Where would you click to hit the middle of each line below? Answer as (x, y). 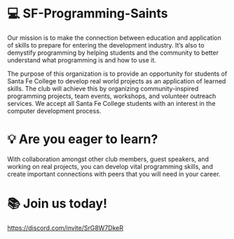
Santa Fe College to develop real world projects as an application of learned (117, 81)
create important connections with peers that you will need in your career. (114, 174)
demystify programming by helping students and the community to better (113, 53)
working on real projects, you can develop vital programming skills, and (110, 166)
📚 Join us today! (57, 204)
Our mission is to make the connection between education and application (115, 37)
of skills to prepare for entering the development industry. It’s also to (106, 45)
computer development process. (54, 111)
